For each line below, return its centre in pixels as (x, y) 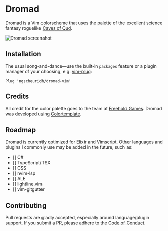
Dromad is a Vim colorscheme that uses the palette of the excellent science (84, 23)
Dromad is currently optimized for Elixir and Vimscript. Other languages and (84, 142)
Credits (17, 97)
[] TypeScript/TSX (31, 163)
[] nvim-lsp (24, 173)
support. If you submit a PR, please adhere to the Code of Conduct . (75, 223)
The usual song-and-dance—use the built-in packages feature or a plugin (81, 66)
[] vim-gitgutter (28, 189)
